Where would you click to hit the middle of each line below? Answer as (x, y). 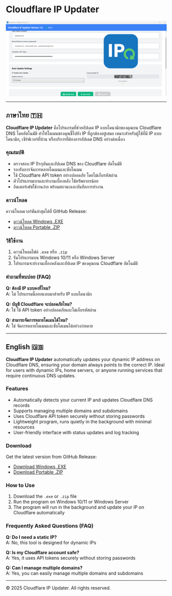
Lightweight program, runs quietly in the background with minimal (82, 421)
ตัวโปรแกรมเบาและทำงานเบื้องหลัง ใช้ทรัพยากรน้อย (56, 181)
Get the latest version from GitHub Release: (51, 457)
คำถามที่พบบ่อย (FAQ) (29, 277)
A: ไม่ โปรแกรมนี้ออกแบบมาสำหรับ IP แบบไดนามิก (49, 294)
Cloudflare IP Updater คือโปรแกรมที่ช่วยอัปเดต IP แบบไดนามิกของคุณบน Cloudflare (84, 127)
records (21, 405)
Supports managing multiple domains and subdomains (70, 411)
